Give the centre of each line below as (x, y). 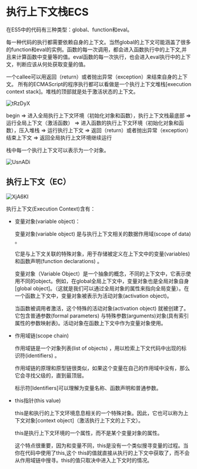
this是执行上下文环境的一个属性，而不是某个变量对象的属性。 (89, 433)
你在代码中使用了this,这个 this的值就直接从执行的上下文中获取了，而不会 (102, 452)
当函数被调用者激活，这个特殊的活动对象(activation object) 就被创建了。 (102, 308)
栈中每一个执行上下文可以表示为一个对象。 (58, 150)
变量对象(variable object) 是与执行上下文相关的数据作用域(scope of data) (103, 234)
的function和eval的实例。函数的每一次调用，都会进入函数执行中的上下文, (94, 49)
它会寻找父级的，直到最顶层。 (51, 375)
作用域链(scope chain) (42, 335)
